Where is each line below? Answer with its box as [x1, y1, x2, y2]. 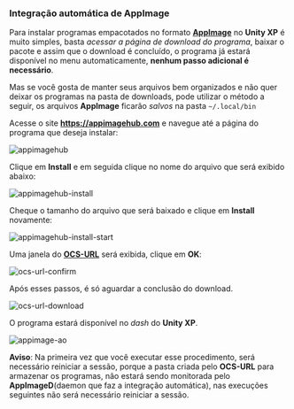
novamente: [9, 215, 53, 226]
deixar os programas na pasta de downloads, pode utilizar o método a [9, 91, 265, 102]
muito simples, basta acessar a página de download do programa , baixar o [9, 36, 285, 47]
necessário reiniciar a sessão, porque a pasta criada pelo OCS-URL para [9, 361, 275, 372]
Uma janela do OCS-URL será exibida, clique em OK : [9, 249, 202, 259]
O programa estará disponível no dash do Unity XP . [9, 318, 198, 328]
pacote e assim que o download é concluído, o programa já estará [9, 46, 251, 57]
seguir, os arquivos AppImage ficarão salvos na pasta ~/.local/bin [9, 101, 257, 112]
